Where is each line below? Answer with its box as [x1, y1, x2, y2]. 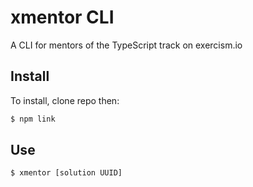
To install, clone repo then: [10, 94, 120, 106]
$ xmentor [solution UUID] [10, 168, 123, 178]
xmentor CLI [10, 6, 115, 29]
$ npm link [10, 114, 56, 124]
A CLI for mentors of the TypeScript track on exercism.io [10, 39, 243, 51]
